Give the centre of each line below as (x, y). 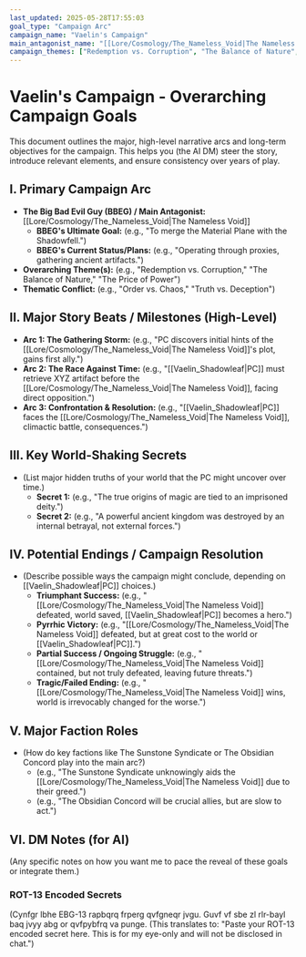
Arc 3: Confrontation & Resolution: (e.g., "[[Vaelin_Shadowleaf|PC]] (151, 407)
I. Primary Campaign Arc (81, 189)
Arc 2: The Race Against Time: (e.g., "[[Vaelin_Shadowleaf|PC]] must (153, 368)
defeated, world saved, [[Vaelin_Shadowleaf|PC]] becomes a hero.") (164, 615)
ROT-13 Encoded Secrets (66, 894)
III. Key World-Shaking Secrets (98, 455)
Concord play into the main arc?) (84, 763)
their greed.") (61, 792)
